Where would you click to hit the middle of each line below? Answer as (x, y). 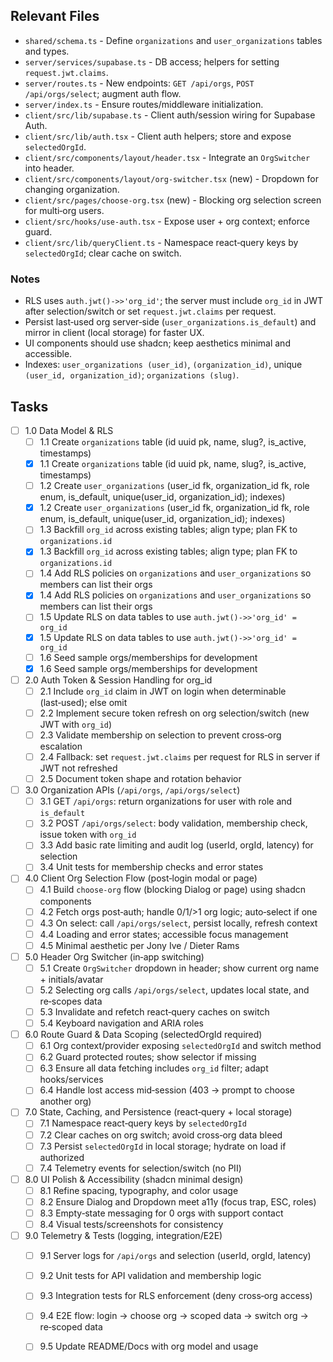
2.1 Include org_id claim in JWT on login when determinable (163, 691)
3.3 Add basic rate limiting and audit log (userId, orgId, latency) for (176, 845)
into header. (49, 168)
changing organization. (72, 189)
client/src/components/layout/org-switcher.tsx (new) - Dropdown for (171, 178)
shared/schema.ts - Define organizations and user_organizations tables (173, 40)
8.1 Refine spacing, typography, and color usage (139, 1190)
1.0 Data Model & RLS (69, 430)
